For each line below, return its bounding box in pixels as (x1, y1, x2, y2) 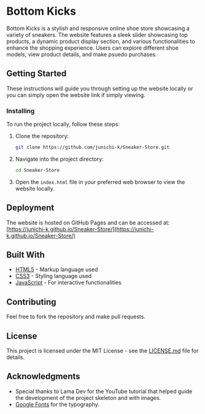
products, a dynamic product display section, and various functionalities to (6, 37, 195, 45)
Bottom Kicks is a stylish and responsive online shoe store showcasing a (6, 25, 190, 32)
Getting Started (6, 69, 67, 79)
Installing (6, 106, 35, 115)
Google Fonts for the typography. (15, 401, 99, 408)
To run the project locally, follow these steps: (6, 121, 120, 128)
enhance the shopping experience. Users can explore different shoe (6, 44, 179, 52)
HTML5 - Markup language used (15, 266, 98, 274)
